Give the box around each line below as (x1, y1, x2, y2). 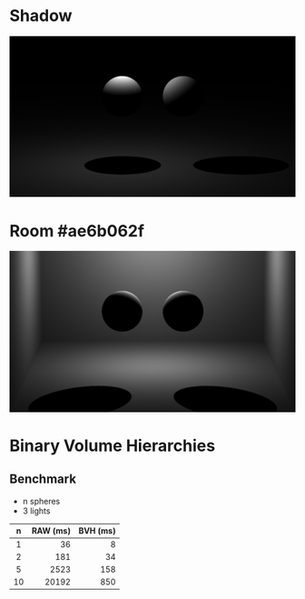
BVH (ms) (78, 525, 116, 536)
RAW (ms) (31, 525, 71, 536)
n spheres (22, 495, 61, 506)
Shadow (9, 5, 73, 26)
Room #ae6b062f (9, 220, 145, 241)
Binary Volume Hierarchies (9, 435, 216, 456)
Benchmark (9, 472, 77, 487)
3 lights (22, 505, 51, 516)
